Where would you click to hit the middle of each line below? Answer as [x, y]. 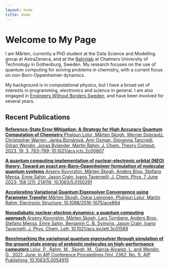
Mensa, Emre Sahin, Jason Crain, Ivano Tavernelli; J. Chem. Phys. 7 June [82, 177]
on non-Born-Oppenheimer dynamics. [45, 75]
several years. [20, 101]
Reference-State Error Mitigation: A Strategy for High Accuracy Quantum [84, 129]
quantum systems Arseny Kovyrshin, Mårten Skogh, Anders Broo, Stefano [83, 171]
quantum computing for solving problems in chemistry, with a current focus [84, 70]
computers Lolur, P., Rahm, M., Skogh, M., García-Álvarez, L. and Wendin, [83, 249]
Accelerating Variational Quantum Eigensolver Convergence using [77, 192]
